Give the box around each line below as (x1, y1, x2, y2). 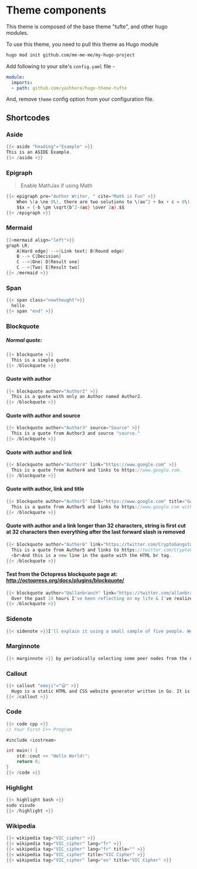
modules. (6, 29, 29, 36)
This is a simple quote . (11, 357, 72, 363)
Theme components (6, 4, 107, 17)
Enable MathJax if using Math (20, 182, 93, 189)
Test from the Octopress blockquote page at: (6, 571, 118, 578)
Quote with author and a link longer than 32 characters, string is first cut (6, 522, 186, 529)
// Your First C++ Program (6, 727, 72, 732)
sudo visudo (6, 802, 35, 808)
